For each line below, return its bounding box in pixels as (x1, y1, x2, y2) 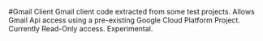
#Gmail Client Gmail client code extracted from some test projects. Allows (8, 7, 256, 16)
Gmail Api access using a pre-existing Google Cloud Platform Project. (8, 15, 241, 25)
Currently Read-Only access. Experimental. (8, 24, 153, 33)
